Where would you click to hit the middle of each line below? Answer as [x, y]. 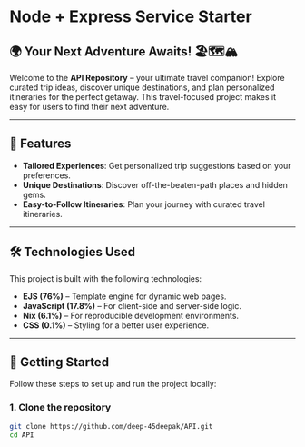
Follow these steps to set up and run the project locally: [113, 384]
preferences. [46, 175]
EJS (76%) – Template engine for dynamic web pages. [124, 296]
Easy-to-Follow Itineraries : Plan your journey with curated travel [144, 204]
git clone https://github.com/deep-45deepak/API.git [111, 426]
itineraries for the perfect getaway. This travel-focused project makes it [143, 97]
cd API [22, 435]
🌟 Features [40, 144]
